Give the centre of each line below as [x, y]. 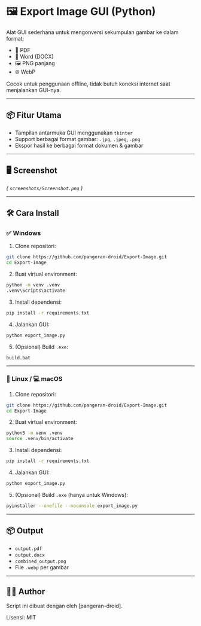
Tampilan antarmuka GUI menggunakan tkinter [74, 133]
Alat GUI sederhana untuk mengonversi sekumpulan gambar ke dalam [92, 32]
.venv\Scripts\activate [36, 291]
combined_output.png [40, 561]
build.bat [19, 358]
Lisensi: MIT [21, 618]
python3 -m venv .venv [34, 433]
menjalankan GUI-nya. [34, 90]
